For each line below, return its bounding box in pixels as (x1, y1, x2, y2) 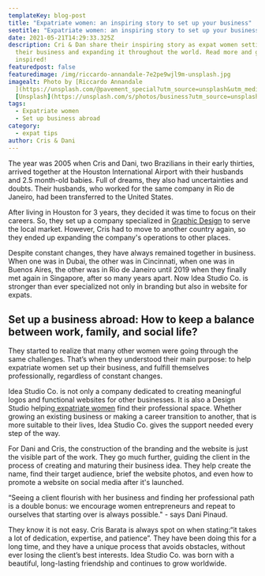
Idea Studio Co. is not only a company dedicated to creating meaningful (8, 387, 242, 396)
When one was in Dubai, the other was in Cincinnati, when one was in (8, 256, 235, 266)
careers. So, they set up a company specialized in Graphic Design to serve (8, 215, 251, 225)
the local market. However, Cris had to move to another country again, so (8, 224, 246, 233)
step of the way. (8, 429, 61, 438)
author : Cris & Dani (8, 136, 77, 145)
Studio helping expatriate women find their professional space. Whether (8, 404, 242, 413)
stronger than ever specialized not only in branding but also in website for (8, 282, 248, 291)
